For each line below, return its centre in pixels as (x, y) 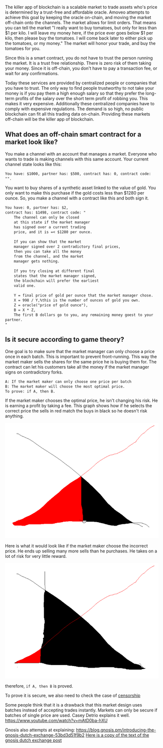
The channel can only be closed (46, 217)
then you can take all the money (48, 251)
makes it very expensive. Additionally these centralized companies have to (80, 104)
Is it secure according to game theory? (65, 340)
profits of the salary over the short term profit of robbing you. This (82, 98)
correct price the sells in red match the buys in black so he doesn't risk (76, 411)
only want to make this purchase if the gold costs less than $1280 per (75, 193)
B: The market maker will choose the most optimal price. (65, 386)
